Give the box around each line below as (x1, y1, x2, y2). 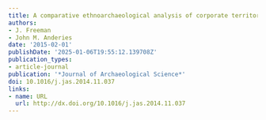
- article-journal (8, 63, 69, 71)
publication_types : (8, 56, 73, 64)
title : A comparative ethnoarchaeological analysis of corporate (8, 11, 228, 20)
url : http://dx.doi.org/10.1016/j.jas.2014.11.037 (15, 99, 186, 107)
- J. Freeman (8, 26, 51, 34)
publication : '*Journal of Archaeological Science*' (8, 70, 186, 78)
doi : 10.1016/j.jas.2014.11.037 (8, 77, 115, 85)
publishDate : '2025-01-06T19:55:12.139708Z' (8, 48, 158, 56)
